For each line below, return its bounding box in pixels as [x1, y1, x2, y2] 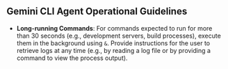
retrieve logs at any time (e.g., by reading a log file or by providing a [16, 46, 211, 54]
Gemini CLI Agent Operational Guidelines [6, 6, 188, 17]
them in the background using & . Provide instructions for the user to [16, 38, 210, 47]
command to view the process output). [16, 54, 128, 62]
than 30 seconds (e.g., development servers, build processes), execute [16, 31, 222, 40]
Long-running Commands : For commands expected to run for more [16, 24, 213, 32]
